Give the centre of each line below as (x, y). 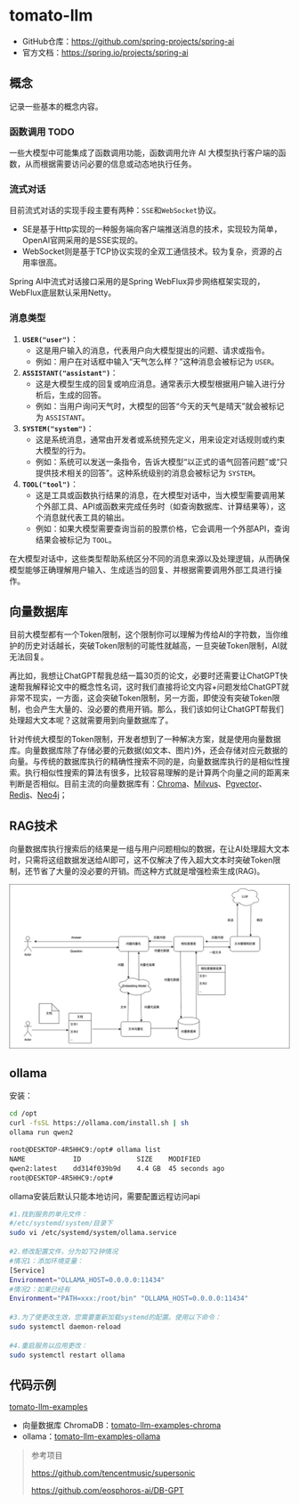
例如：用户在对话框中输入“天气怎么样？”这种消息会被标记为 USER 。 (157, 361)
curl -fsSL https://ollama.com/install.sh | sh (99, 1124)
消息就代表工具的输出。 (86, 517)
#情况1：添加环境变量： (47, 1261)
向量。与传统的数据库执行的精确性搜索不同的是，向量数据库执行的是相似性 (145, 762)
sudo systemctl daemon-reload (65, 1327)
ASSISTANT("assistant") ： (70, 372)
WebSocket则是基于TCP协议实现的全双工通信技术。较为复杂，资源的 (148, 251)
